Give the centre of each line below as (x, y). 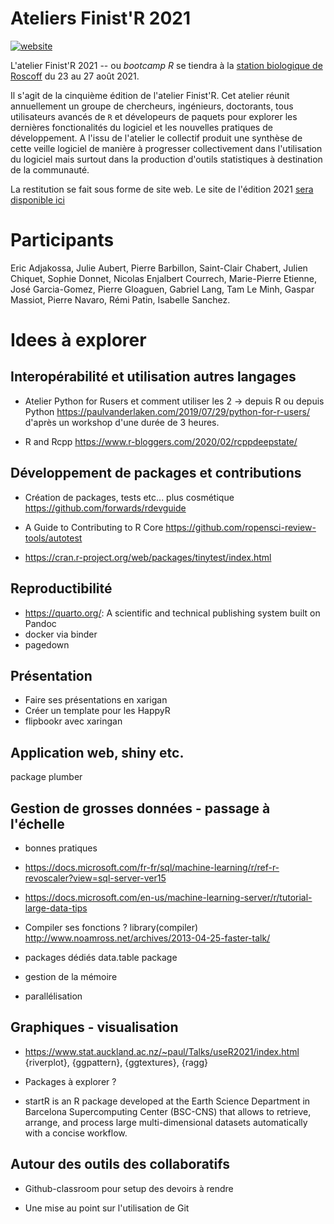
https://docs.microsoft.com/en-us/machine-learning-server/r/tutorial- (168, 897)
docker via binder (61, 634)
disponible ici (37, 199)
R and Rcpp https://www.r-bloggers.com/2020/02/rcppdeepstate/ (161, 441)
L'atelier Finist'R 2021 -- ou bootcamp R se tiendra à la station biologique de (166, 65)
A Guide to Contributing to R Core (94, 527)
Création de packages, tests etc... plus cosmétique (129, 497)
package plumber (46, 777)
